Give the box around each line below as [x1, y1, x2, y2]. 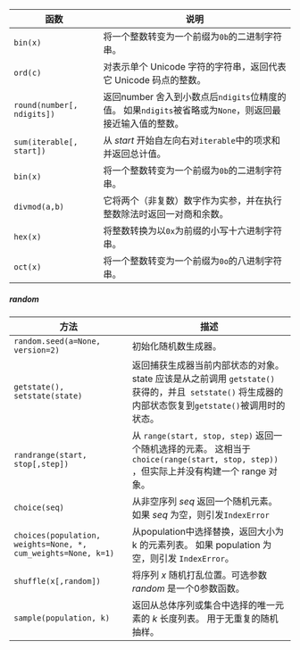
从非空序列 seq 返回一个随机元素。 [132, 495, 279, 507]
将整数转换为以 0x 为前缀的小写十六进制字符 [103, 225, 283, 237]
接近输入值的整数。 [103, 118, 185, 129]
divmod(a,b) [13, 202, 65, 212]
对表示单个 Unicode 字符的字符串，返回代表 [103, 61, 287, 72]
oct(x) [13, 262, 42, 271]
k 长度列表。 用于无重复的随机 [152, 612, 279, 624]
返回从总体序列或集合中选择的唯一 [132, 598, 276, 611]
